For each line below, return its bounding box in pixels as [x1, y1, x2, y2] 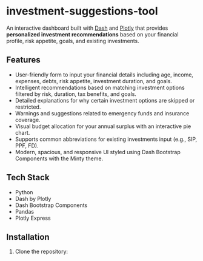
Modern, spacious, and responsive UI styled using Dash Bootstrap [15, 148, 181, 155]
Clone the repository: [15, 248, 68, 256]
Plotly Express [15, 214, 51, 222]
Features [6, 55, 41, 65]
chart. [15, 129, 30, 136]
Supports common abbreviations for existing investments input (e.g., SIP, [15, 135, 198, 143]
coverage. [15, 116, 41, 123]
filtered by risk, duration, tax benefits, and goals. [15, 90, 136, 98]
